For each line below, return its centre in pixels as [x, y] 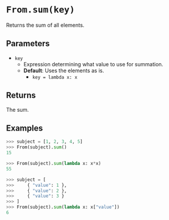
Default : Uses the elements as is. [64, 70]
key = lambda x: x [55, 77]
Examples [24, 128]
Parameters [28, 43]
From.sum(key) [41, 10]
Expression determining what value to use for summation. [93, 64]
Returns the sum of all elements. [45, 25]
